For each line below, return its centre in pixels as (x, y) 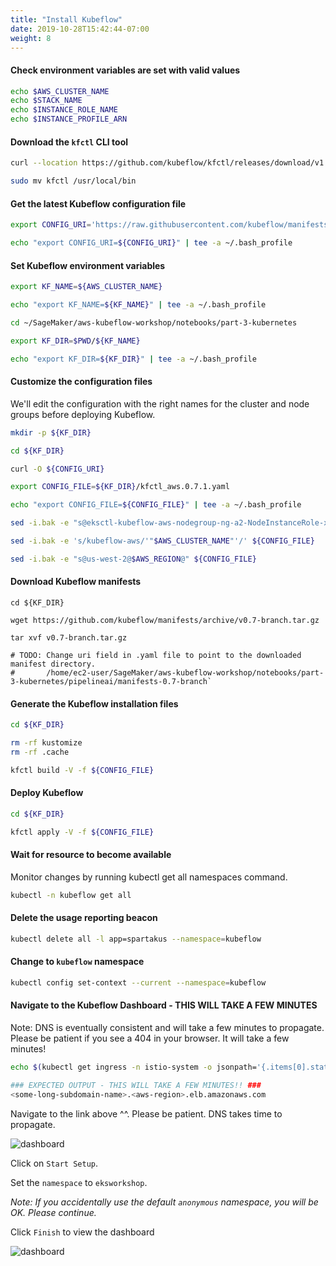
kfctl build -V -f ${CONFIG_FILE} (82, 770)
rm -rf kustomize (46, 743)
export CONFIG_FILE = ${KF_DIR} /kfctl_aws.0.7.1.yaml (120, 487)
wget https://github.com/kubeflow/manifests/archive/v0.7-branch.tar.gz (165, 620)
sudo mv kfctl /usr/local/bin (73, 181)
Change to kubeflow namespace (77, 962)
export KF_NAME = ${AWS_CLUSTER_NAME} (86, 287)
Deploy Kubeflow (47, 793)
